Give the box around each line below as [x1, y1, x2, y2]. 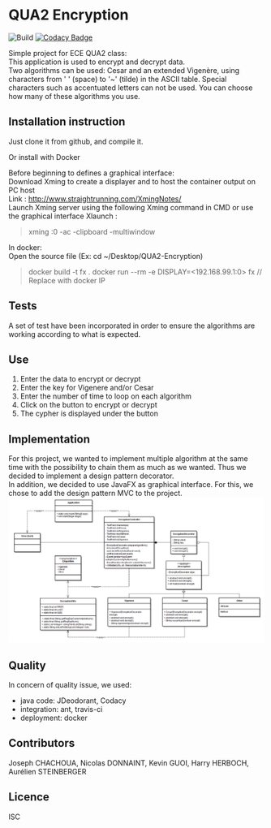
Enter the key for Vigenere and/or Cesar [19, 383, 154, 393]
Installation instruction [8, 115, 126, 129]
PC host [8, 185, 35, 195]
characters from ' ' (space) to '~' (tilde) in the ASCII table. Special [8, 74, 227, 84]
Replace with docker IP [28, 275, 105, 285]
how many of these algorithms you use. [8, 91, 140, 101]
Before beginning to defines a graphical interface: [8, 168, 174, 178]
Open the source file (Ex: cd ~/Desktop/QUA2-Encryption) [8, 251, 204, 261]
